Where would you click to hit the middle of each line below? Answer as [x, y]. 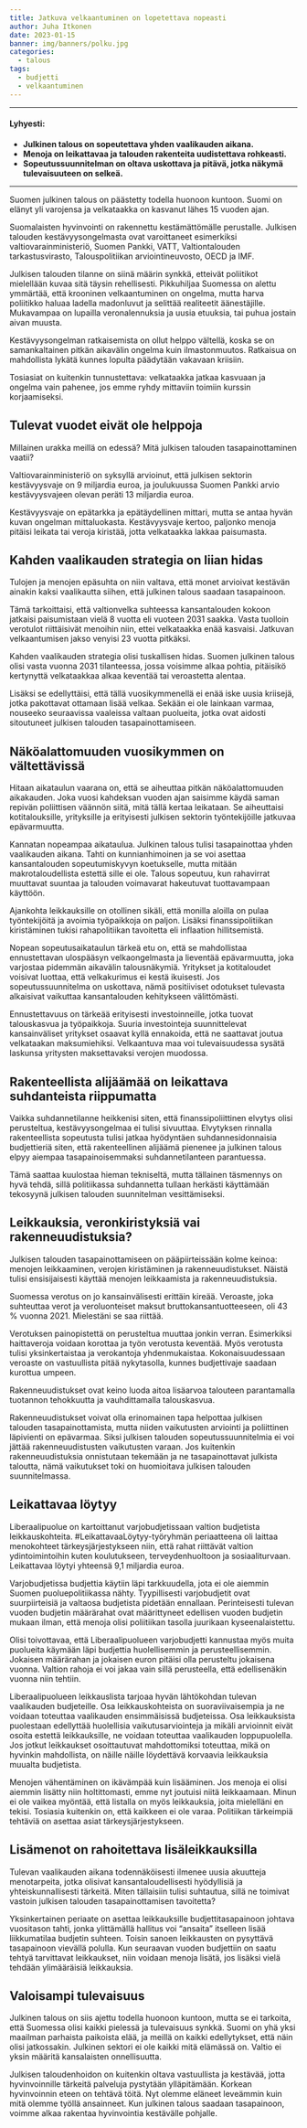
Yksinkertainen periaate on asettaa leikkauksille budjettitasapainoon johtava [152, 1919]
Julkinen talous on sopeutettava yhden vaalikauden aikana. [138, 144]
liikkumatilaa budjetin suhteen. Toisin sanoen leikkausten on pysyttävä [142, 1938]
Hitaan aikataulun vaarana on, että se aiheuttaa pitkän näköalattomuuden [147, 788]
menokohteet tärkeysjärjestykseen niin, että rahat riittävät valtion [132, 1545]
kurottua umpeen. [43, 1372]
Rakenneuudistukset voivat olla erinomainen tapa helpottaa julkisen [136, 1417]
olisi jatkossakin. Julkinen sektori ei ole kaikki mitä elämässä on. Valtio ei [145, 2047]
